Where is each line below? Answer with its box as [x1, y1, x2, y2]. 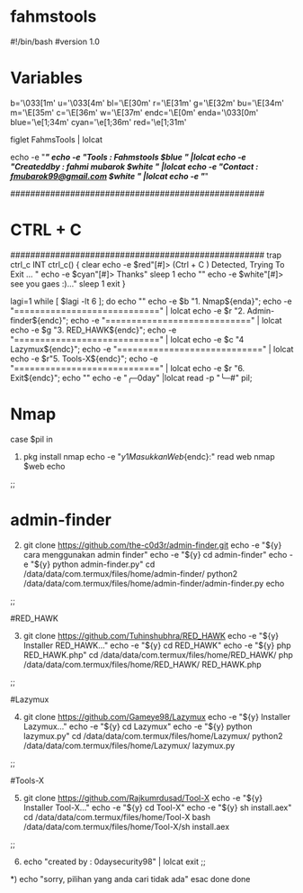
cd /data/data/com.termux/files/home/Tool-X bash [22, 811, 210, 822]
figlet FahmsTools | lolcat [10, 133, 102, 145]
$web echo [22, 460, 66, 471]
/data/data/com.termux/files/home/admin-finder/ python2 [22, 568, 238, 579]
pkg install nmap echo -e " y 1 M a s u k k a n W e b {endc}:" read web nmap [22, 451, 275, 461]
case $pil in [10, 433, 53, 444]
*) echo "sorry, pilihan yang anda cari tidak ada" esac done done [10, 873, 251, 884]
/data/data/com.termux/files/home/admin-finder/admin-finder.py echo [22, 578, 285, 588]
